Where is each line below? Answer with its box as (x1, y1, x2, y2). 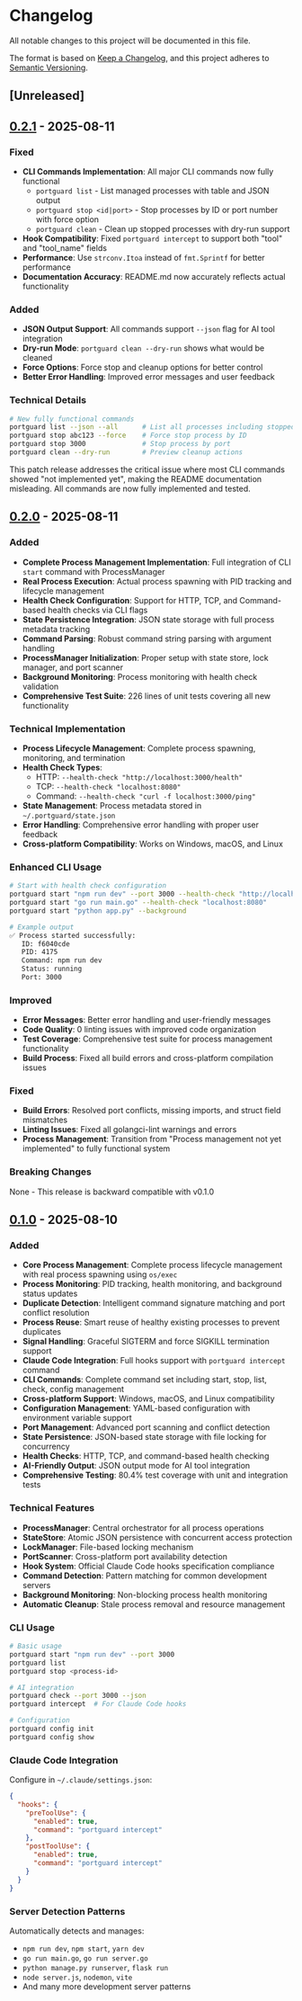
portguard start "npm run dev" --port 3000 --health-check (9, 889, 235, 899)
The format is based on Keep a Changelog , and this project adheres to (9, 52, 270, 63)
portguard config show (9, 1732, 94, 1741)
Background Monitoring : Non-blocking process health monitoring (22, 1589, 268, 1600)
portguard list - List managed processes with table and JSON (35, 185, 270, 196)
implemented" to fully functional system (22, 1143, 171, 1154)
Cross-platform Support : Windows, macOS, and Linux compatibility (22, 1393, 276, 1404)
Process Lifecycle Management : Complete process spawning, (22, 743, 256, 754)
